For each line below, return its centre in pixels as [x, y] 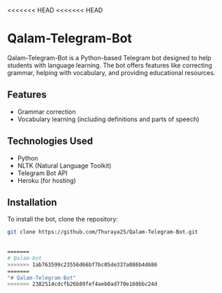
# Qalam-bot [24, 258]
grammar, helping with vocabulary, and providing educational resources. [111, 72]
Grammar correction [46, 111]
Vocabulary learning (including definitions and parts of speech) [108, 119]
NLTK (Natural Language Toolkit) [64, 165]
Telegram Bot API [42, 173]
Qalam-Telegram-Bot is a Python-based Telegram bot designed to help [109, 57]
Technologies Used [50, 141]
